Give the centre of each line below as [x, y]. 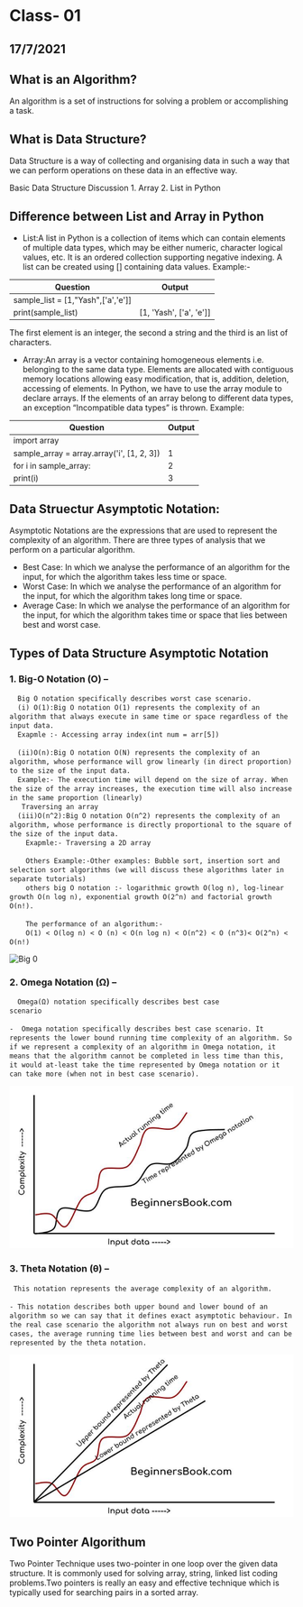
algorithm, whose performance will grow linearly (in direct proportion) [151, 762]
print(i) [26, 478]
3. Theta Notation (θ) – [60, 1269]
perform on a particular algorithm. [72, 550]
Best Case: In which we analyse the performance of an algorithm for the [156, 567]
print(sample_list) [46, 313]
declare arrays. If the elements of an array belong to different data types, [158, 398]
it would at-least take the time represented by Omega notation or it [145, 1065]
